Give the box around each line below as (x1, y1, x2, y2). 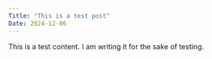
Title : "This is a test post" (8, 11, 111, 20)
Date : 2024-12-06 (8, 19, 67, 27)
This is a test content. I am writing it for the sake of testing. (8, 41, 205, 51)
